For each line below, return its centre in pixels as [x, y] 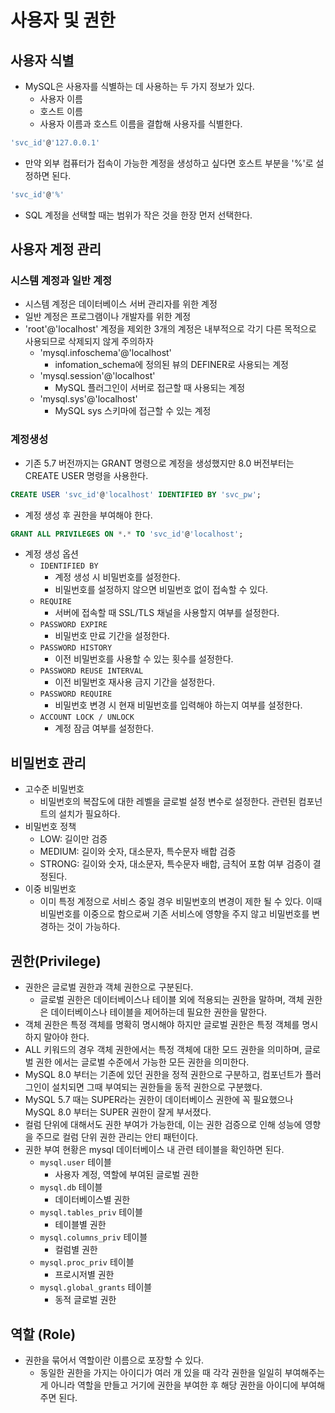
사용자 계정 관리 [56, 249]
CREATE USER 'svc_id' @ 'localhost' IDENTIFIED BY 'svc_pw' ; [136, 494]
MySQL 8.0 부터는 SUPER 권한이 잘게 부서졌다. [118, 1112]
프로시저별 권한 [84, 1275]
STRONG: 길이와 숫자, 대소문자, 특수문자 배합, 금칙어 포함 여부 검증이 [175, 864]
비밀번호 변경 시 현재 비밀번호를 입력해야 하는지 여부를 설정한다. [178, 705]
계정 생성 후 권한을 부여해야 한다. [88, 515]
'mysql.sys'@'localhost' [88, 399]
